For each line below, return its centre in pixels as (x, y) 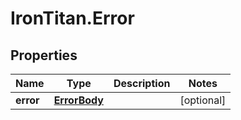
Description (142, 83)
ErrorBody (78, 100)
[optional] (203, 100)
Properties (44, 55)
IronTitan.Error (72, 18)
